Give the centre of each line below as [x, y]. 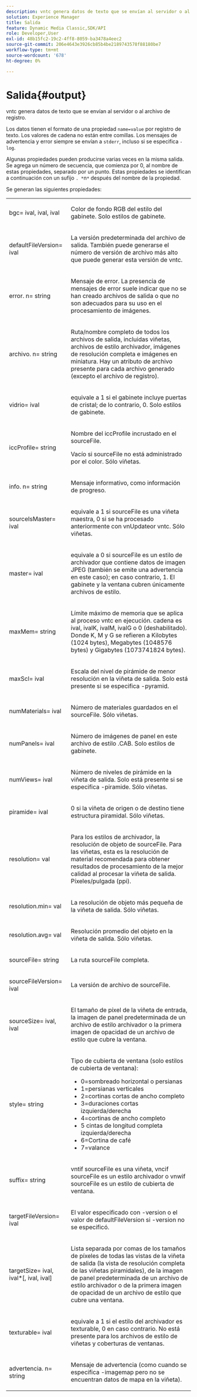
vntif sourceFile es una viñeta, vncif [120, 1169]
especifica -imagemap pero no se [118, 1372]
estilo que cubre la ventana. [109, 1040]
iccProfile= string [33, 448]
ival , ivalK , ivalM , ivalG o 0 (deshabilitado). [129, 628]
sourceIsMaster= [33, 519]
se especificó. [90, 1227]
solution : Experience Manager [43, 17]
